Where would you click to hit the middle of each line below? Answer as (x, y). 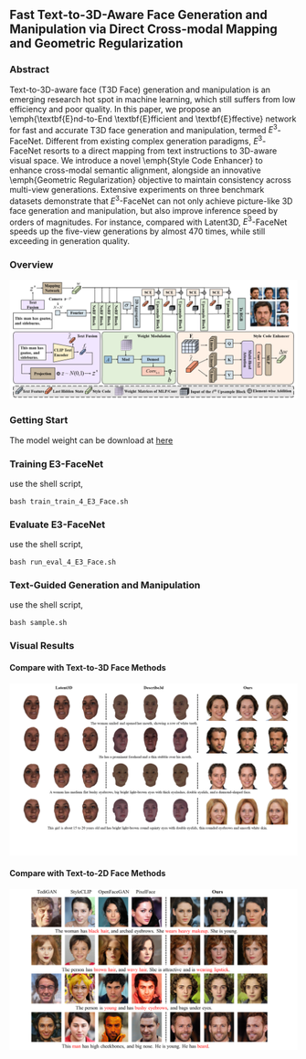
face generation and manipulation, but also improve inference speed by (144, 210)
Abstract (30, 69)
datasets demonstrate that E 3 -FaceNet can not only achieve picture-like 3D (151, 200)
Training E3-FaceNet (56, 463)
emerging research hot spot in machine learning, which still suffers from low (153, 99)
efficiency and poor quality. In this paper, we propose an (116, 109)
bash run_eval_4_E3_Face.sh (63, 562)
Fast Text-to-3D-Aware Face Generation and (138, 15)
